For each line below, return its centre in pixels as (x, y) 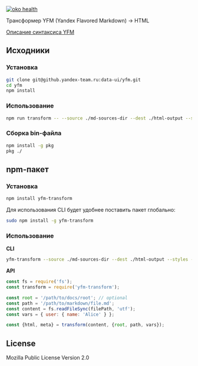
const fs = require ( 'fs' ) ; (39, 282)
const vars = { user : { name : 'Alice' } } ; (60, 314)
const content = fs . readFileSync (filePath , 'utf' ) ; (71, 309)
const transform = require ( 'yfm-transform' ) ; (63, 287)
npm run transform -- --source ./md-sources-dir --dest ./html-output (95, 118)
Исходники (28, 51)
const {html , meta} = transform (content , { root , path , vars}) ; (85, 325)
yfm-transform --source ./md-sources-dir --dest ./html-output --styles (97, 260)
